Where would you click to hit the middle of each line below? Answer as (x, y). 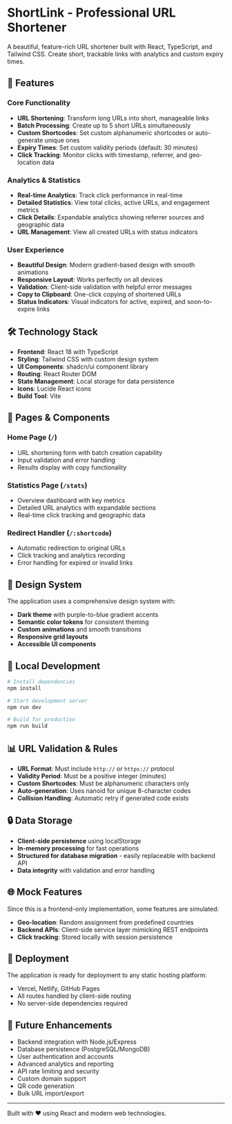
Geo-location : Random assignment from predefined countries (105, 922)
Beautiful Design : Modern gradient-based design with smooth (106, 265)
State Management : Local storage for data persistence (96, 382)
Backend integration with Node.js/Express (77, 1042)
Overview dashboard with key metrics (71, 501)
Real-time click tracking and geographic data (81, 515)
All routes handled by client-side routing (74, 996)
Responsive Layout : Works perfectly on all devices (90, 280)
